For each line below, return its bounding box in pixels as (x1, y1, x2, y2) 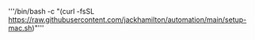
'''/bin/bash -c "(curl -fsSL (8, 7, 95, 16)
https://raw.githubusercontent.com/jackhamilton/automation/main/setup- (8, 15, 247, 24)
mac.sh (8, 24, 32, 32)
